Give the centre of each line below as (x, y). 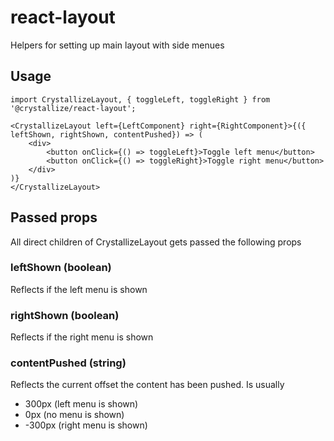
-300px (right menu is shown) (86, 425)
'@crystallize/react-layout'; (73, 108)
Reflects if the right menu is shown (82, 337)
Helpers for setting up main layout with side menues (117, 45)
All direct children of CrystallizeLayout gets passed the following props (156, 242)
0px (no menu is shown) (74, 415)
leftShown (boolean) (61, 268)
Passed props (54, 217)
